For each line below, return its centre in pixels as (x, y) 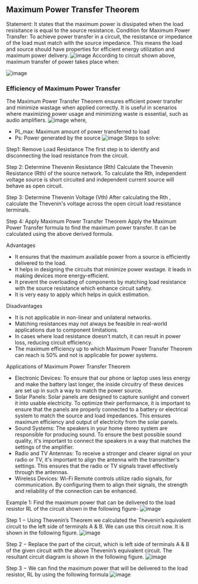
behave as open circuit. (35, 186)
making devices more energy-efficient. (62, 276)
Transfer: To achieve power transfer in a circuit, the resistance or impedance (99, 36)
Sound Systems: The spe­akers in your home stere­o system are (91, 429)
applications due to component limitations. (66, 330)
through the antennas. (42, 472)
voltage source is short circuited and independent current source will (90, 180)
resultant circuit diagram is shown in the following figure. (75, 557)
